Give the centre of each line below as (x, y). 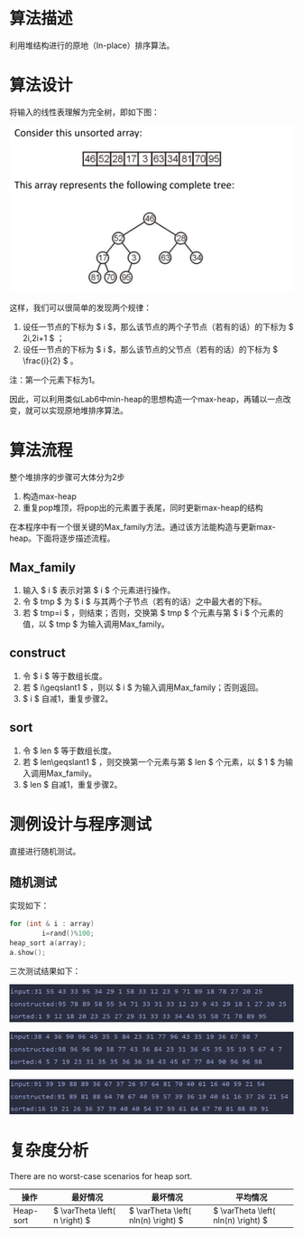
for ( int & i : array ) (52, 924)
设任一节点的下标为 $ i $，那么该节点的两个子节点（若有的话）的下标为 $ (158, 327)
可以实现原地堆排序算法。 (80, 411)
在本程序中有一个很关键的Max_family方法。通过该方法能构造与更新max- (143, 527)
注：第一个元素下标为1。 (55, 380)
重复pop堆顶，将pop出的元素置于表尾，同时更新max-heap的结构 (142, 508)
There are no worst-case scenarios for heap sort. (101, 1176)
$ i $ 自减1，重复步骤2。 (68, 698)
